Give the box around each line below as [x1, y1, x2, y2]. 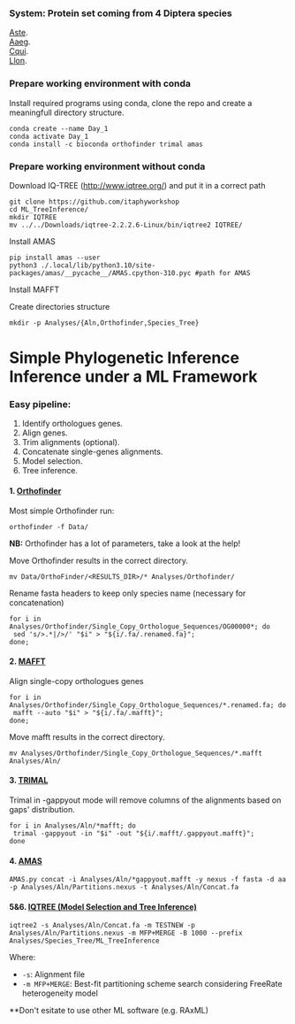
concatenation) [9, 597, 64, 608]
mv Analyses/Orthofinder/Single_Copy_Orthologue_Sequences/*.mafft [9, 749, 263, 758]
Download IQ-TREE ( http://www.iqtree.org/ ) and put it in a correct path [9, 180, 266, 190]
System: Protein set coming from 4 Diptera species [9, 7, 232, 19]
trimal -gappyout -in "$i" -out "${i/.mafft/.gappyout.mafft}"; [12, 828, 254, 838]
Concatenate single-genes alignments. [21, 446, 163, 458]
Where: [9, 952, 36, 963]
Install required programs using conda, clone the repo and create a [9, 97, 253, 108]
